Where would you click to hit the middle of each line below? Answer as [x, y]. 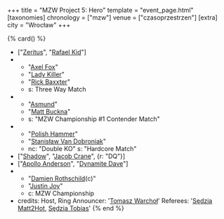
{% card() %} [27, 38]
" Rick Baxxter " [49, 82]
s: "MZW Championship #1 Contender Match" [94, 119]
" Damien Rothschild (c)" [62, 178]
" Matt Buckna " [49, 112]
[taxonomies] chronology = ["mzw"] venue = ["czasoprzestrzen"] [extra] [112, 17]
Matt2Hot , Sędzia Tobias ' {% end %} [71, 208]
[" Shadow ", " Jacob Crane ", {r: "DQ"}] [71, 156]
